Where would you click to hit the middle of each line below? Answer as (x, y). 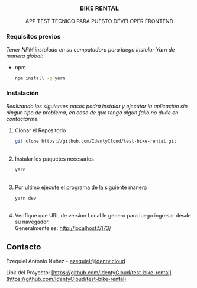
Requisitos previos (33, 37)
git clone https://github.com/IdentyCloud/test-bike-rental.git (96, 141)
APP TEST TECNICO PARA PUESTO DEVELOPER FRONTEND (99, 21)
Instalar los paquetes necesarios (54, 159)
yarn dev (25, 198)
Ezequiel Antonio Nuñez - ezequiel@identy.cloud (66, 261)
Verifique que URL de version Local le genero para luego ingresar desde (103, 216)
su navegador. (32, 222)
